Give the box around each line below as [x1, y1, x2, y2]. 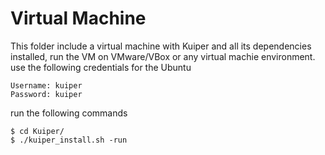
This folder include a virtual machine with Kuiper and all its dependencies [10, 40, 312, 52]
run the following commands [10, 107, 128, 119]
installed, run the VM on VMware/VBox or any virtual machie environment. [10, 50, 316, 62]
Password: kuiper [10, 89, 83, 99]
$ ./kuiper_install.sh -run [10, 135, 128, 145]
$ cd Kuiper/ [10, 126, 65, 136]
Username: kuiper [10, 80, 83, 91]
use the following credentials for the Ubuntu [10, 61, 192, 73]
